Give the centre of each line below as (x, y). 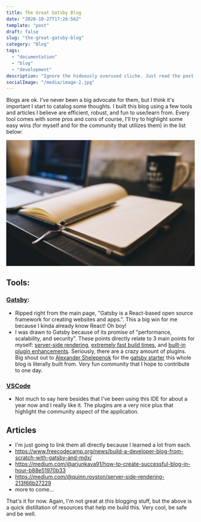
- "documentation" (35, 57)
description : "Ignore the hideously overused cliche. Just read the (93, 76)
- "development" (32, 70)
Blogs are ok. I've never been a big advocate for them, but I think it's (90, 100)
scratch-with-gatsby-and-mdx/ (53, 457)
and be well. (21, 514)
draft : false (22, 32)
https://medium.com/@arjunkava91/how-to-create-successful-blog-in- (103, 464)
